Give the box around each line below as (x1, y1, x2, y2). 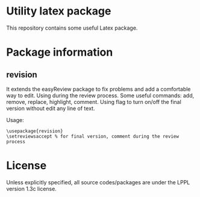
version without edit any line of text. (6, 105, 95, 112)
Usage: (6, 116, 24, 123)
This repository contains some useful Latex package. (6, 24, 138, 31)
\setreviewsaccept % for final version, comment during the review (6, 133, 180, 140)
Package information (6, 45, 113, 59)
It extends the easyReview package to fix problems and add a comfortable (6, 85, 191, 92)
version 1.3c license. (6, 185, 57, 192)
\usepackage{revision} (6, 128, 63, 134)
